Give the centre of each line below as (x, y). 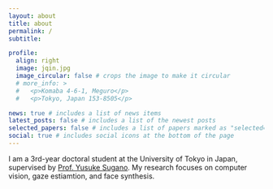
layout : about (32, 16)
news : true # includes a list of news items (85, 113)
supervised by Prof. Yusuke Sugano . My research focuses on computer (128, 167)
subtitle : (25, 39)
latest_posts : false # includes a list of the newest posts (113, 121)
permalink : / (30, 31)
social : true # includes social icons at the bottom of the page (121, 136)
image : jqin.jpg (43, 69)
